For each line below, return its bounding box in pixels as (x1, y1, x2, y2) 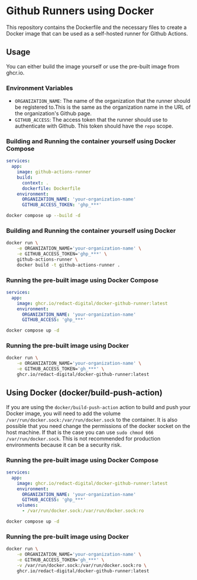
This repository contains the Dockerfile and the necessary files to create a (6, 24, 187, 31)
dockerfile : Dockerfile (21, 185, 81, 192)
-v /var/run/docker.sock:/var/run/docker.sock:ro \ (17, 562, 147, 568)
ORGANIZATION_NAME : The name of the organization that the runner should (14, 98, 190, 105)
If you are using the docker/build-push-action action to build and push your (6, 403, 191, 410)
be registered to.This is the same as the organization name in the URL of (14, 103, 191, 111)
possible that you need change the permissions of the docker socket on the (6, 422, 190, 429)
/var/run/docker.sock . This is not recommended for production (6, 435, 161, 442)
